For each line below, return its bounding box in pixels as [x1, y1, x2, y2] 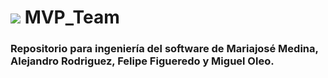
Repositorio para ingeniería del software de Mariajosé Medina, [10, 42, 319, 56]
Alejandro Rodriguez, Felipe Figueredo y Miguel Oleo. [10, 54, 275, 68]
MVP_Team [24, 6, 120, 29]
